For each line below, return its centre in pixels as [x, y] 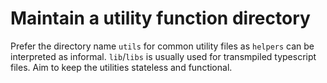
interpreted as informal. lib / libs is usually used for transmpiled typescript [163, 56]
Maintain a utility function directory [160, 18]
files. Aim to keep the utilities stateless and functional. [121, 67]
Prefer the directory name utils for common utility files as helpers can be [162, 46]
